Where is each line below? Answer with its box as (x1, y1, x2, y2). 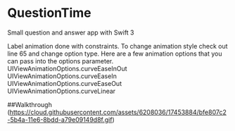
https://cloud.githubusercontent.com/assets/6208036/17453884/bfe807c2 (9, 108, 227, 116)
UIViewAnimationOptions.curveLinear (7, 87, 116, 95)
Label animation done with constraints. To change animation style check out (7, 42, 228, 50)
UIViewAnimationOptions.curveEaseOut (7, 79, 122, 87)
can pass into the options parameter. (7, 56, 114, 65)
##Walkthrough (7, 100, 53, 108)
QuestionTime (7, 5, 91, 21)
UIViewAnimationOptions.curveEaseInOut (7, 64, 128, 73)
